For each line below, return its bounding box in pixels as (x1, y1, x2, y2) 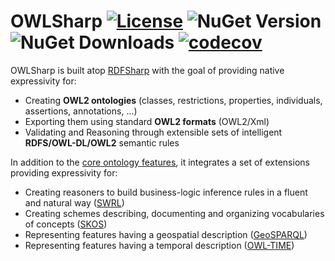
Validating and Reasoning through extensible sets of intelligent (24, 126, 283, 138)
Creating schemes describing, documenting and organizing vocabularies (24, 207, 325, 219)
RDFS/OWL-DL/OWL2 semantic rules (24, 136, 180, 149)
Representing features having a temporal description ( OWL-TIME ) (24, 239, 295, 251)
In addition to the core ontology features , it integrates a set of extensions (10, 156, 310, 168)
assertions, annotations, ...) (24, 105, 138, 117)
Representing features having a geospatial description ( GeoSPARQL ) (24, 228, 308, 240)
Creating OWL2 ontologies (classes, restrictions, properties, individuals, (24, 94, 323, 106)
